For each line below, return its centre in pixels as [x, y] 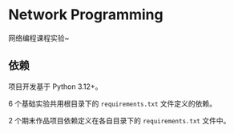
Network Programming [86, 15]
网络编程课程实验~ [39, 38]
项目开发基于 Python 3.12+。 [55, 87]
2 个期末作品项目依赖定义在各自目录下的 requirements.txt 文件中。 [119, 120]
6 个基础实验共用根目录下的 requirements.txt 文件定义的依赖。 [113, 103]
